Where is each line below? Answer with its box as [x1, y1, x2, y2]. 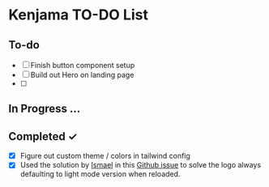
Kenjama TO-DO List [8, 6, 148, 24]
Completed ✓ [8, 130, 78, 143]
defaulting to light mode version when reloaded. [19, 169, 181, 179]
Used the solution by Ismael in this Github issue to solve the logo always [19, 160, 262, 170]
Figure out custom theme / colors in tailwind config [19, 151, 190, 161]
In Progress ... [8, 102, 81, 116]
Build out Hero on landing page [30, 70, 134, 79]
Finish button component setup [30, 61, 135, 70]
